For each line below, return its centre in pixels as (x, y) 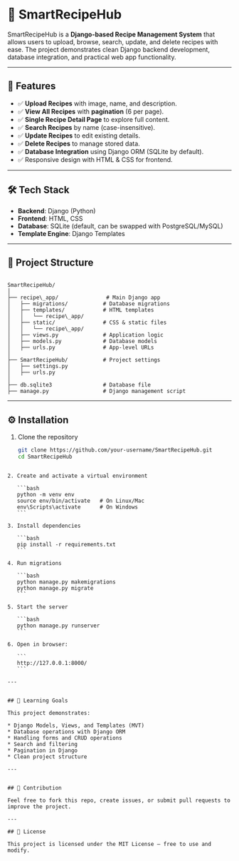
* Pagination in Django (43, 750)
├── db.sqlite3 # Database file (79, 385)
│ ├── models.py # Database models (83, 342)
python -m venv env (46, 494)
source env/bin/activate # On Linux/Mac (80, 501)
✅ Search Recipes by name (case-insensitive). (86, 127)
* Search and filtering (43, 744)
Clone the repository (48, 437)
